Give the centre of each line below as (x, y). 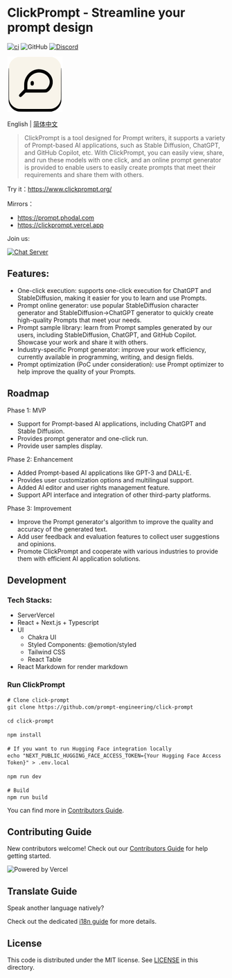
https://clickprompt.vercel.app (60, 225)
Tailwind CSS (46, 652)
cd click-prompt (30, 721)
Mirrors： (21, 203)
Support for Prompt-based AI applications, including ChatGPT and (111, 423)
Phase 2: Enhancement (40, 459)
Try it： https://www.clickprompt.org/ (60, 189)
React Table (45, 659)
